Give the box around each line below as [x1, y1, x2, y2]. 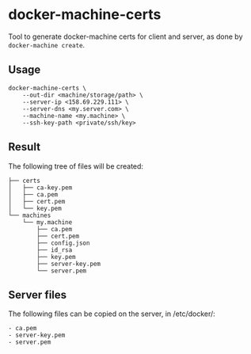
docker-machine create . [8, 40, 86, 49]
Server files [8, 287, 67, 302]
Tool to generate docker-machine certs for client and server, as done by [8, 32, 243, 41]
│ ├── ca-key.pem [8, 184, 73, 192]
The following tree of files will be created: [8, 161, 144, 171]
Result [8, 140, 41, 154]
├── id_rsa [36, 246, 73, 254]
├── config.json [36, 239, 90, 247]
